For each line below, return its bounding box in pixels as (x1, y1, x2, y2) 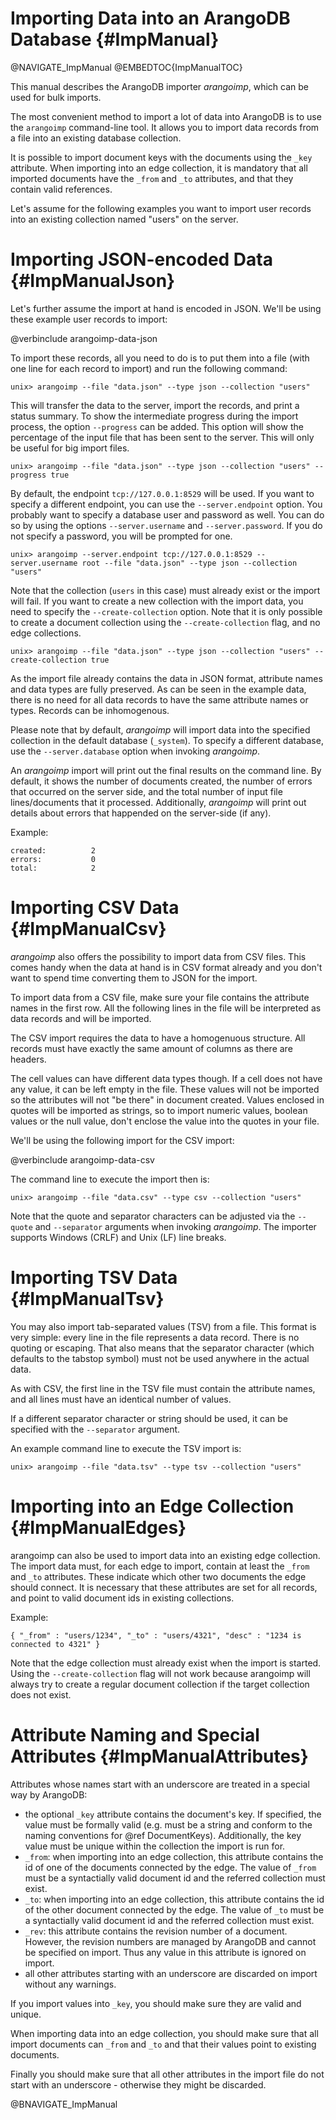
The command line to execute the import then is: (10, 1173, 210, 1185)
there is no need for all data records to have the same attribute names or (10, 693, 309, 706)
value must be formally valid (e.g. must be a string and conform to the (24, 1818, 313, 1831)
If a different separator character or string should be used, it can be (10, 1412, 288, 1424)
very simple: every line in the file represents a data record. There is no (10, 1331, 300, 1343)
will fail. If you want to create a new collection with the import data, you (10, 595, 304, 607)
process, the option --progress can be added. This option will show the (10, 420, 304, 432)
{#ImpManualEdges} (10, 1516, 187, 1539)
